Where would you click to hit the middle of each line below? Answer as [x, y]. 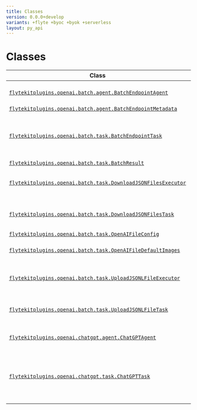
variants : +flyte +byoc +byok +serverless [59, 22]
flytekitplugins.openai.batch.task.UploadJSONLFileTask [89, 310]
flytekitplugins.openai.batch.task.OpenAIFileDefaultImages [95, 250]
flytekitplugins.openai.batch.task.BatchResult [77, 163]
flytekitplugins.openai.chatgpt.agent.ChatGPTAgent [83, 338]
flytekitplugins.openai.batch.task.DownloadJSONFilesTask [92, 214]
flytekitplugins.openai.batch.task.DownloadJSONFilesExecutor [98, 183]
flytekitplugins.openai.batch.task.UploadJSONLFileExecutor [95, 278]
